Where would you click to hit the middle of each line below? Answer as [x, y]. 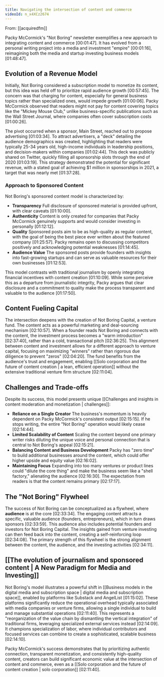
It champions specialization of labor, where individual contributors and [76, 629]
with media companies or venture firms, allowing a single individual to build [81, 608]
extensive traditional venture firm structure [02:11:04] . [59, 372]
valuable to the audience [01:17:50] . [41, 293]
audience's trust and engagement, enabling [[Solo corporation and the [76, 362]
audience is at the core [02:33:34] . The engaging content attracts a [73, 514]
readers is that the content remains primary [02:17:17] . [66, 481]
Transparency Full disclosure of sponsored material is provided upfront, [85, 205]
